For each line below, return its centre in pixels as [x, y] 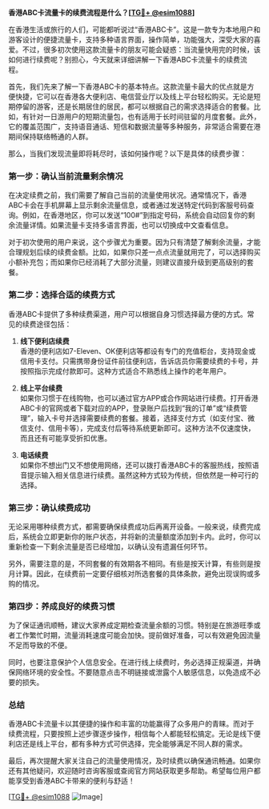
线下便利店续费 [44, 341]
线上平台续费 [41, 388]
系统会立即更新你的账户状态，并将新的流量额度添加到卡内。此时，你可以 [141, 536]
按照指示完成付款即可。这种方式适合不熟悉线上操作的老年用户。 [125, 370]
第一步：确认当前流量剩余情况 [66, 176]
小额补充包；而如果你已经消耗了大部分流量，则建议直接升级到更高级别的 [127, 262]
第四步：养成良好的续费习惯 [62, 606]
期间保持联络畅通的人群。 [50, 136]
